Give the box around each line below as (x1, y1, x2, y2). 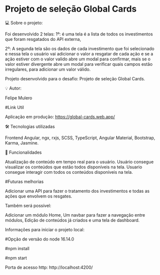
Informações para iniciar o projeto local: (5, 226, 85, 232)
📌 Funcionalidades (5, 149, 42, 155)
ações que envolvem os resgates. (5, 193, 73, 199)
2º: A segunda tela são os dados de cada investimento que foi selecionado (5, 45, 155, 52)
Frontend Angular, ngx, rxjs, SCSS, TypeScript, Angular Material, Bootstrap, (5, 135, 156, 141)
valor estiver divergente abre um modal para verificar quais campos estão (5, 61, 153, 67)
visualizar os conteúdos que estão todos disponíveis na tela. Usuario (5, 164, 142, 170)
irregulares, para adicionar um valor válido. (5, 66, 91, 72)
